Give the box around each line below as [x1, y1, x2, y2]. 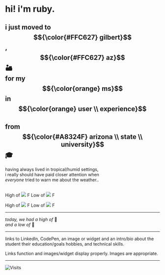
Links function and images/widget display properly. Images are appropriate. [5, 250, 158, 256]
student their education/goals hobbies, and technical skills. [5, 241, 124, 247]
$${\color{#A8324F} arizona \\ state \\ [22, 133, 143, 141]
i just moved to [5, 23, 51, 31]
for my [5, 74, 26, 82]
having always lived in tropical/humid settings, [5, 166, 99, 172]
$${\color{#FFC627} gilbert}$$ [33, 33, 132, 41]
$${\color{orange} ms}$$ [42, 84, 123, 93]
